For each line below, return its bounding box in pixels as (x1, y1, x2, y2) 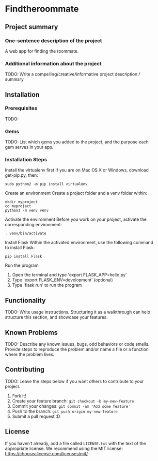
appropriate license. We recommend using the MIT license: (5, 446, 123, 451)
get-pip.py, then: (5, 172, 38, 178)
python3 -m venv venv (5, 208, 49, 213)
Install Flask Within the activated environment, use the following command (5, 240, 154, 246)
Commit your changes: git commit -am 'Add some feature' (12, 403, 131, 409)
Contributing (5, 366, 45, 374)
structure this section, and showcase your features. (5, 314, 108, 320)
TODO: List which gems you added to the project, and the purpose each (5, 139, 149, 145)
